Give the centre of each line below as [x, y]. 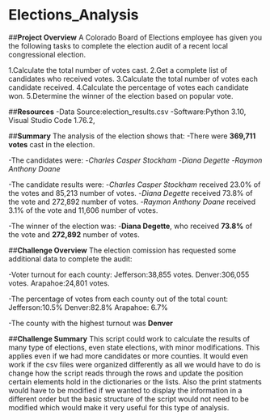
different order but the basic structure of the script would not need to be [129, 399]
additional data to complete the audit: [70, 259]
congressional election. [47, 54]
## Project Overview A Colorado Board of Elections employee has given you [135, 37]
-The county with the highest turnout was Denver [91, 323]
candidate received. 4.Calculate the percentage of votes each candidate [129, 87]
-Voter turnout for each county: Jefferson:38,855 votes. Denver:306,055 [129, 274]
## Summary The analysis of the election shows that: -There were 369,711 [132, 136]
